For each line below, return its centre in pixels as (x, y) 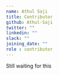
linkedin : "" (22, 33)
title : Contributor (30, 17)
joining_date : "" (27, 44)
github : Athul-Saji (30, 22)
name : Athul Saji (27, 11)
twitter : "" (20, 28)
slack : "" (18, 38)
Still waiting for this (29, 66)
